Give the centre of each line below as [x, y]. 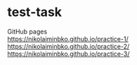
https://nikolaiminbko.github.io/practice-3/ [68, 54]
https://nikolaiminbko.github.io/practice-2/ [68, 46]
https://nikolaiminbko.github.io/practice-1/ [68, 38]
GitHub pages [27, 31]
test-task [34, 12]
